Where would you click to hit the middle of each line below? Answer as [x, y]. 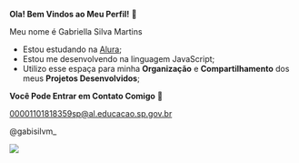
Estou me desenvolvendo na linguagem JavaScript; [119, 59]
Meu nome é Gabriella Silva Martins [76, 31]
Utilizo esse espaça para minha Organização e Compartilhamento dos [156, 69]
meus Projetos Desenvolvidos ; [81, 78]
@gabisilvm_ [33, 131]
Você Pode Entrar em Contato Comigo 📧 [86, 96]
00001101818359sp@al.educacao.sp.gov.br [91, 113]
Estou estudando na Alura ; [72, 49]
